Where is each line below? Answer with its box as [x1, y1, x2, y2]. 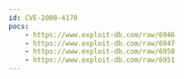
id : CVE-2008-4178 [8, 13, 78, 23]
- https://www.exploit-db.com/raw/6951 [24, 55, 176, 64]
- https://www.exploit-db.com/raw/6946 [24, 30, 176, 39]
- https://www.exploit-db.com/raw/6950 [24, 47, 176, 56]
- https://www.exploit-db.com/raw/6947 [24, 38, 176, 48]
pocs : [8, 22, 29, 31]
